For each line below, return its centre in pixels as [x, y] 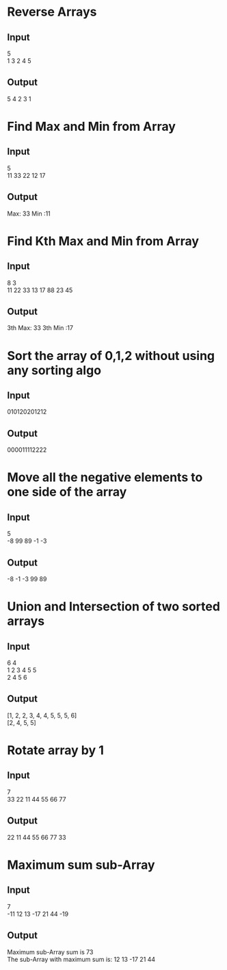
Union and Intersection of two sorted [114, 607]
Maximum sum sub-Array [81, 865]
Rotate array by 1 [56, 751]
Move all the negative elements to [105, 477]
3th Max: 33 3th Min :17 [40, 328]
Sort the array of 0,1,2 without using [111, 356]
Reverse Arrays [52, 12]
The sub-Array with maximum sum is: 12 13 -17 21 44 [81, 959]
